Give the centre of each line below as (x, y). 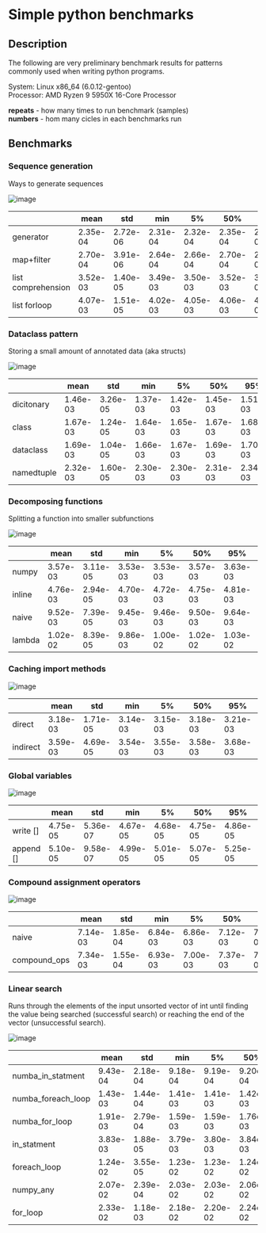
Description (38, 44)
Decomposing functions (55, 501)
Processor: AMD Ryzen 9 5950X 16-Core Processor (92, 95)
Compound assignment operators (74, 882)
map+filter (32, 259)
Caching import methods (57, 669)
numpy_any (33, 1190)
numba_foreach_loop (51, 1099)
